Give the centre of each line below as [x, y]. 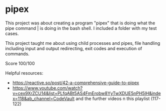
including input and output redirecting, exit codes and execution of [74, 48]
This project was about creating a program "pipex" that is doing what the [80, 23]
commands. [17, 54]
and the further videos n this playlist [113, 99]
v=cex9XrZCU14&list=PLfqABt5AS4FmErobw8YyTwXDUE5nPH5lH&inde [86, 93]
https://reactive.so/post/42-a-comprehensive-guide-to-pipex [76, 83]
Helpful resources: [24, 73]
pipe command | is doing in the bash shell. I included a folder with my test [81, 28]
